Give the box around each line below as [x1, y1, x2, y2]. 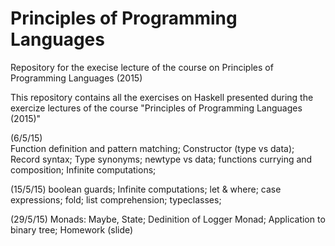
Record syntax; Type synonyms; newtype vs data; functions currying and [10, 153, 313, 165]
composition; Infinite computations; [10, 163, 157, 176]
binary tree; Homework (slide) [10, 223, 134, 236]
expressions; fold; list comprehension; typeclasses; [10, 193, 222, 206]
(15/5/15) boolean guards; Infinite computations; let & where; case [10, 183, 282, 195]
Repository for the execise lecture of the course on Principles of [10, 61, 274, 73]
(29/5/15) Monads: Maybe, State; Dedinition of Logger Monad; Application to [10, 213, 326, 225]
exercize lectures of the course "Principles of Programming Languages [10, 102, 303, 114]
